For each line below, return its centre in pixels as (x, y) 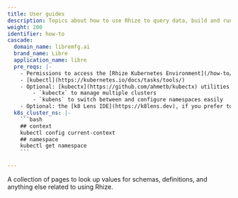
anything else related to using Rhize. (60, 187)
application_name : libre (50, 60)
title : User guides (36, 14)
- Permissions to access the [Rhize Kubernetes (91, 73)
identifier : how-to (36, 34)
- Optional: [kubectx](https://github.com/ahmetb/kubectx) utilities (125, 87)
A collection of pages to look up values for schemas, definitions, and (107, 179)
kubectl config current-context (68, 133)
